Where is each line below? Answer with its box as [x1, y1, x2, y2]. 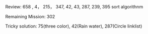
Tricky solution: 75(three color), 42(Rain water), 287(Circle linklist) [5, 23, 142, 29]
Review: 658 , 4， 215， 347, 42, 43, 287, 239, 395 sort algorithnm [5, 4, 143, 9]
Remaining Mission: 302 [5, 14, 55, 19]
